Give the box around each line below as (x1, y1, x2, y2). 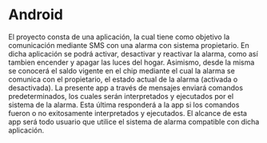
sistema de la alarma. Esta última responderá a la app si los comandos (8, 100, 240, 109)
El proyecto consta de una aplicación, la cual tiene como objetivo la (8, 32, 230, 42)
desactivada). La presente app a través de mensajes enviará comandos (8, 82, 244, 93)
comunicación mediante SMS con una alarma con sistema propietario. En (8, 40, 249, 50)
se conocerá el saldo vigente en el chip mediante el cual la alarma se (8, 66, 236, 75)
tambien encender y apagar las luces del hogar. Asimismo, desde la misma (8, 58, 255, 67)
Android (8, 6, 64, 24)
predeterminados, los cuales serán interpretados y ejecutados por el (8, 91, 234, 101)
